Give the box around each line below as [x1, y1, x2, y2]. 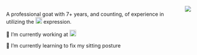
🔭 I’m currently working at [6, 31, 69, 38]
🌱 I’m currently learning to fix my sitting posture [6, 42, 121, 49]
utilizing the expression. [6, 19, 72, 25]
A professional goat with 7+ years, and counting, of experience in [6, 11, 164, 17]
